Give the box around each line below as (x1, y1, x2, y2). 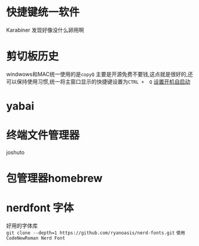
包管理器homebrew (6, 172, 103, 186)
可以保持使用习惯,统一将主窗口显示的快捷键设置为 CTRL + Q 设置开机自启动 (6, 78, 191, 85)
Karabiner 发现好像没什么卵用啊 (6, 26, 85, 34)
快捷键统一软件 (6, 5, 80, 19)
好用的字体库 (6, 222, 38, 229)
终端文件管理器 (6, 129, 80, 142)
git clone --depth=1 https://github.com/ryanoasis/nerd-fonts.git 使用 (6, 230, 185, 236)
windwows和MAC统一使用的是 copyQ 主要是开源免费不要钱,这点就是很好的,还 (6, 70, 193, 78)
